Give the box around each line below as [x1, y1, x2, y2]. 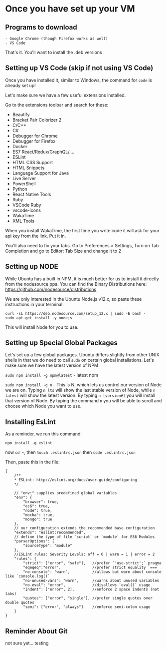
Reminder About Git [5, 626, 68, 635]
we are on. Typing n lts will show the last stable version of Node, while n [5, 387, 156, 393]
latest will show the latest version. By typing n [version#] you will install [5, 392, 156, 398]
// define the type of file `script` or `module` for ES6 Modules [14, 534, 155, 539]
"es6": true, [23, 504, 50, 509]
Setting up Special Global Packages [5, 339, 118, 347]
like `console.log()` [5, 574, 50, 579]
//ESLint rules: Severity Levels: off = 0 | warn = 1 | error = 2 [14, 552, 155, 557]
